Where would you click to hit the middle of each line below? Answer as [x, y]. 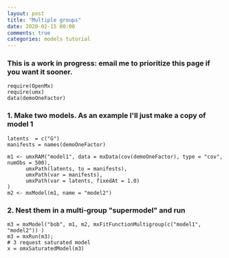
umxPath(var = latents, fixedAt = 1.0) [82, 181]
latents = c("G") [33, 139]
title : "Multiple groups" [44, 20]
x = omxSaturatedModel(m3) [46, 249]
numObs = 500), [29, 163]
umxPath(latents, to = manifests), [76, 169]
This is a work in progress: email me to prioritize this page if [109, 63]
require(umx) [26, 92]
